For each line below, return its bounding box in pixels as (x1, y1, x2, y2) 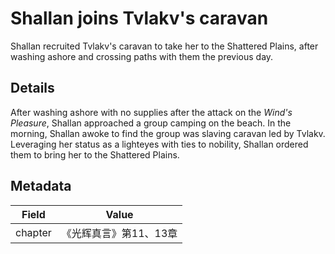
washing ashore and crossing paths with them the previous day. (10, 50, 274, 62)
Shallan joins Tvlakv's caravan (10, 7, 269, 30)
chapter (15, 225, 52, 239)
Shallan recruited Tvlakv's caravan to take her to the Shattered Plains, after (10, 40, 319, 52)
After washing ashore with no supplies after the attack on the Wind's (10, 106, 293, 118)
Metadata (10, 178, 72, 195)
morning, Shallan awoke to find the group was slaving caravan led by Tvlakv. (10, 127, 326, 139)
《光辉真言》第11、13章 (61, 226, 178, 240)
